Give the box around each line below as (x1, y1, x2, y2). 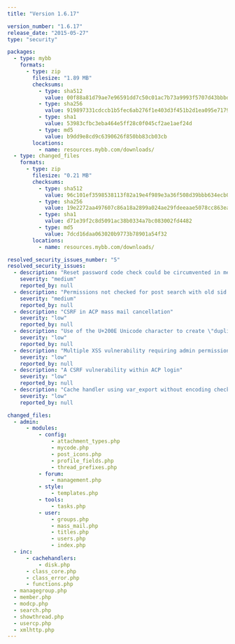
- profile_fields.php (51, 457, 114, 464)
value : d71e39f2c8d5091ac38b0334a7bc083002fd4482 (44, 217, 192, 224)
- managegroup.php (13, 587, 68, 594)
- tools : (38, 496, 64, 503)
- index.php (51, 542, 86, 549)
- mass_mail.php (51, 522, 99, 529)
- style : (38, 483, 64, 490)
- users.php (51, 536, 86, 543)
